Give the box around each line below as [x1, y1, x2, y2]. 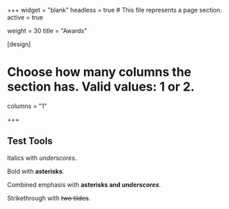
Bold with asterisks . [7, 167, 64, 175]
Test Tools [7, 135, 53, 147]
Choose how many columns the [7, 64, 192, 80]
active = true [7, 13, 43, 21]
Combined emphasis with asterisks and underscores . [7, 180, 161, 189]
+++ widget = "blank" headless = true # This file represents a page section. [7, 6, 222, 14]
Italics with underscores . [7, 154, 77, 162]
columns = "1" [7, 102, 47, 110]
